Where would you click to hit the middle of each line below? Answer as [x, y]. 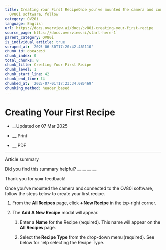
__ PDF [19, 145]
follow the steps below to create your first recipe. [55, 194]
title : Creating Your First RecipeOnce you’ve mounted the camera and [79, 10]
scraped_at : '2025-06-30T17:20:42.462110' [49, 47]
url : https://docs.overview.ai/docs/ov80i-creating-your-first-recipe [79, 28]
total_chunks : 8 [22, 60]
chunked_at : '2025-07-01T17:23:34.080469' [49, 83]
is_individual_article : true [35, 42]
